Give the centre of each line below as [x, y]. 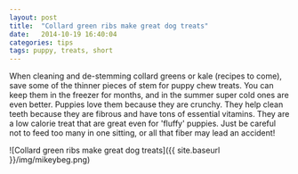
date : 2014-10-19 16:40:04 [63, 34]
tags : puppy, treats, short [61, 51]
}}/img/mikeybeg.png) [50, 160]
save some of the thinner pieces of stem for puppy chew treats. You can [141, 86]
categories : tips [41, 42]
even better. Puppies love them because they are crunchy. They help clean [146, 104]
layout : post [33, 17]
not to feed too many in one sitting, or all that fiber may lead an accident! [142, 133]
